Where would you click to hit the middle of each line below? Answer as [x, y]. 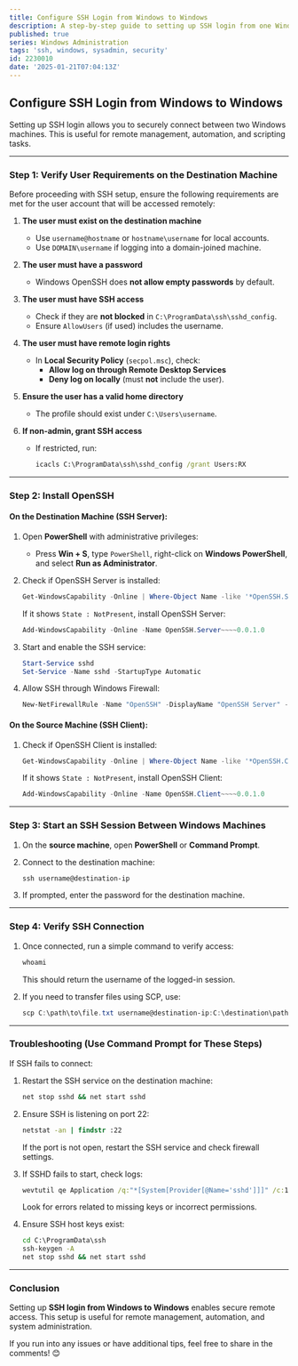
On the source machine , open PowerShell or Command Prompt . [141, 845]
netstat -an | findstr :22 [72, 1130]
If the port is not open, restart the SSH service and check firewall [141, 1147]
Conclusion [35, 1288]
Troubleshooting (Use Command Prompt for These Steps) [136, 1044]
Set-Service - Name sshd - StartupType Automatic [111, 671]
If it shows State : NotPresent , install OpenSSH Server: [124, 614]
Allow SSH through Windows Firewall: [91, 688]
